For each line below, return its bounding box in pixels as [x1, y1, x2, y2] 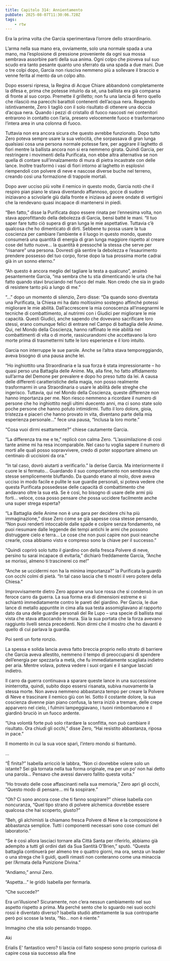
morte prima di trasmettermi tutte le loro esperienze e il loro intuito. [5, 337, 146, 344]
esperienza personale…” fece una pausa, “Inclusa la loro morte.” [5, 417, 140, 423]
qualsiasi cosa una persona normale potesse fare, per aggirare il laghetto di [5, 141, 163, 147]
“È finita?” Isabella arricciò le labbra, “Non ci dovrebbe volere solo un [5, 760, 150, 766]
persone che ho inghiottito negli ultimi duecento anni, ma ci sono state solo [5, 400, 162, 406]
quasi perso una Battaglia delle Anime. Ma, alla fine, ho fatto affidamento [5, 368, 157, 374]
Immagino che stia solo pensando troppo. [5, 925, 92, 931]
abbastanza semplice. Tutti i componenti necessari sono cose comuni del [5, 822, 159, 829]
